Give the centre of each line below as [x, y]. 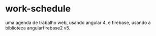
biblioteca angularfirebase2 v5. [38, 27]
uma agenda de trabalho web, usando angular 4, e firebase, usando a [78, 22]
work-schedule [38, 9]
